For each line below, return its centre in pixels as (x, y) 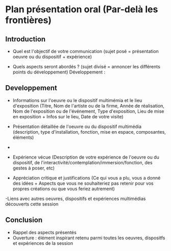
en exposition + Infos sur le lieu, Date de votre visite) (68, 116)
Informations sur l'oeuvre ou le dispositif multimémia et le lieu (77, 100)
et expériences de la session (43, 243)
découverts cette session (32, 204)
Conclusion (24, 220)
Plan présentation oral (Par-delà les (82, 9)
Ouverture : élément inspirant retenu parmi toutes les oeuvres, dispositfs (89, 238)
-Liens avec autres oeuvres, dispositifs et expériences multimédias (76, 198)
